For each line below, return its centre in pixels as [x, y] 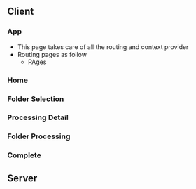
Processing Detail [38, 117]
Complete [24, 155]
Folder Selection [36, 99]
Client [21, 12]
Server [22, 178]
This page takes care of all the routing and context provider [103, 47]
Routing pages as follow [52, 54]
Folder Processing [39, 136]
